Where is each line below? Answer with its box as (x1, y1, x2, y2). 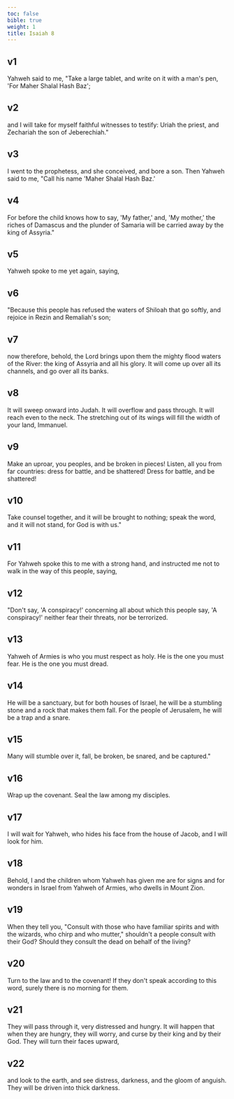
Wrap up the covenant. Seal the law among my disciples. (7, 791, 171, 799)
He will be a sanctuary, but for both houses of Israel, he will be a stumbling (7, 698, 222, 707)
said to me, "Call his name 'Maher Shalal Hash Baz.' (7, 174, 156, 183)
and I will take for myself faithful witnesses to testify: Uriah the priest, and (7, 120, 219, 129)
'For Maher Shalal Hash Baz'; (7, 82, 91, 90)
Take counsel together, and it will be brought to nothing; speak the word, (7, 513, 217, 521)
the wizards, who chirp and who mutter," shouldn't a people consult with (7, 930, 216, 938)
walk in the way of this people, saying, (7, 567, 117, 575)
